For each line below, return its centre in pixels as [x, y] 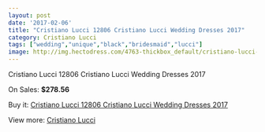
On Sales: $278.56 [39, 90]
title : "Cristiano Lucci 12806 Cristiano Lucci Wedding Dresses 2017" [127, 30]
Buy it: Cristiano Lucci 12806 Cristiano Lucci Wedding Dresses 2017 [118, 104]
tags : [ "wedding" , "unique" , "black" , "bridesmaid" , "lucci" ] [105, 45]
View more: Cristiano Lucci [52, 120]
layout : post [30, 15]
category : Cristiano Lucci [52, 37]
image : [19, 52]
